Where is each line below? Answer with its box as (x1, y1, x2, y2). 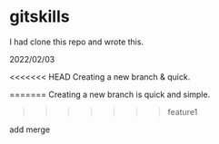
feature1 (167, 106, 198, 117)
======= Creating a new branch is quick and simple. (9, 89, 211, 100)
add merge (9, 124, 51, 135)
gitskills (9, 6, 70, 27)
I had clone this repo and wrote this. (9, 36, 144, 47)
